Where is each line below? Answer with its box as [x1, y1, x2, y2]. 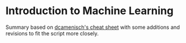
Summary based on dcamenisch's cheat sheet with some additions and [5, 24, 180, 31]
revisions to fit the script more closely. [5, 29, 99, 37]
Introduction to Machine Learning [5, 4, 174, 18]
